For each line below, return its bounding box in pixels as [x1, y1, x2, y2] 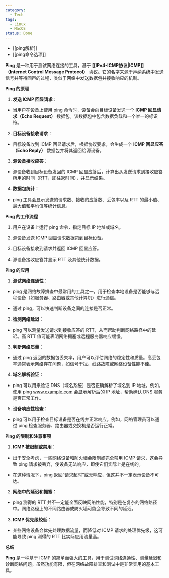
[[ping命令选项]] [12, 51, 46, 57]
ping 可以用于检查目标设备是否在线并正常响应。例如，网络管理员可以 [12, 416, 155, 422]
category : [5, 7, 26, 13]
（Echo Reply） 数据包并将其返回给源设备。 [12, 147, 104, 153]
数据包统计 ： [12, 186, 39, 191]
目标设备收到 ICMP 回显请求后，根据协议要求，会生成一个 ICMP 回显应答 [12, 141, 163, 147]
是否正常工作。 [12, 395, 44, 401]
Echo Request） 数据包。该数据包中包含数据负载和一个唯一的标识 [21, 113, 158, 119]
